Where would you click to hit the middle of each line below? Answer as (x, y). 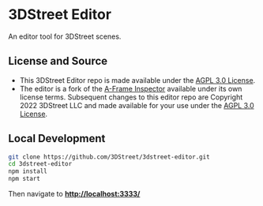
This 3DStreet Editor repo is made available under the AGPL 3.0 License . (137, 80)
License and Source (58, 61)
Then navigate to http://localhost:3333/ (74, 194)
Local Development (57, 139)
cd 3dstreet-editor (40, 164)
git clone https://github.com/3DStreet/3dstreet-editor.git (109, 157)
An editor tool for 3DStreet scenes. (65, 36)
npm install (28, 171)
